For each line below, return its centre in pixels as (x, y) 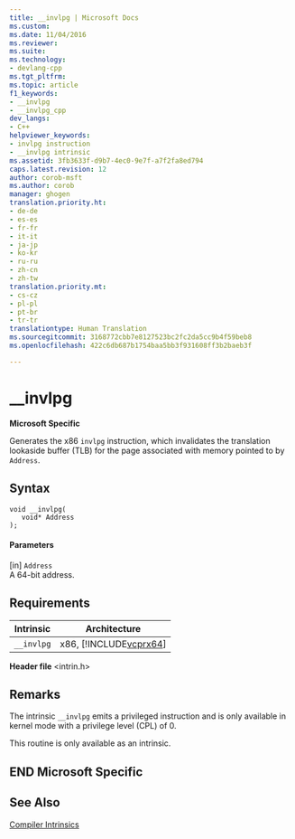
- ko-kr (24, 253)
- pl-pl (24, 304)
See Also (35, 802)
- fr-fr (24, 228)
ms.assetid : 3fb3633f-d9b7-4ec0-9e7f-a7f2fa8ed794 (106, 160)
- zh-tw (24, 278)
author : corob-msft (46, 177)
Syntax (30, 489)
